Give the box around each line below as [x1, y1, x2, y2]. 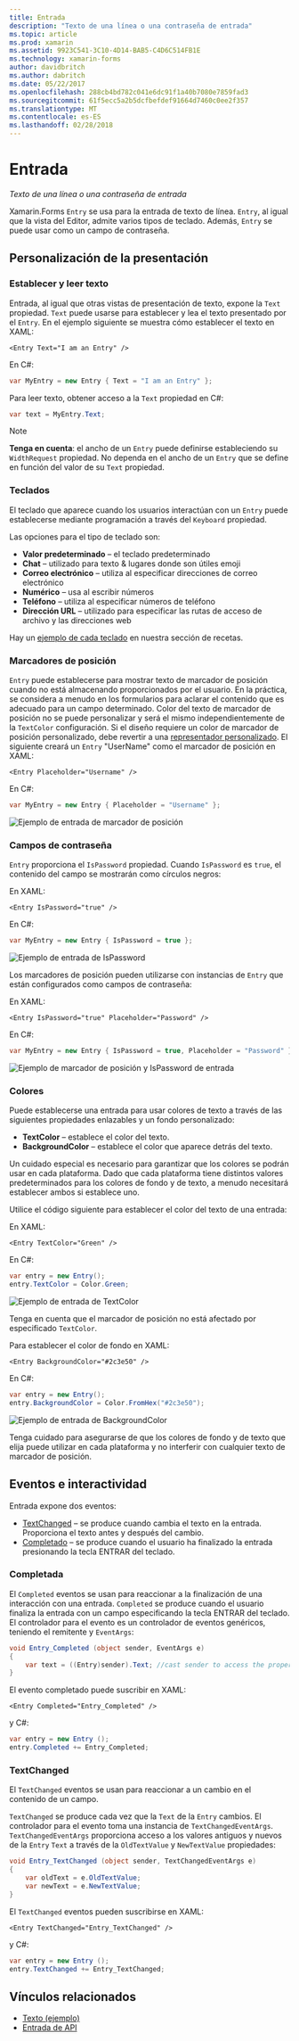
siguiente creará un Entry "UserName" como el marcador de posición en [9, 741, 276, 752]
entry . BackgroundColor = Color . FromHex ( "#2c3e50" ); [9, 1398, 205, 1407]
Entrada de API [21, 2022, 77, 2033]
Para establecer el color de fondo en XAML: [9, 1339, 170, 1351]
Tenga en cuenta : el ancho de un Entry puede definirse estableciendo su [9, 443, 279, 454]
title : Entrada [9, 12, 66, 22]
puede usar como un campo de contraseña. [9, 225, 170, 235]
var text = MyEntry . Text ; [9, 409, 105, 419]
